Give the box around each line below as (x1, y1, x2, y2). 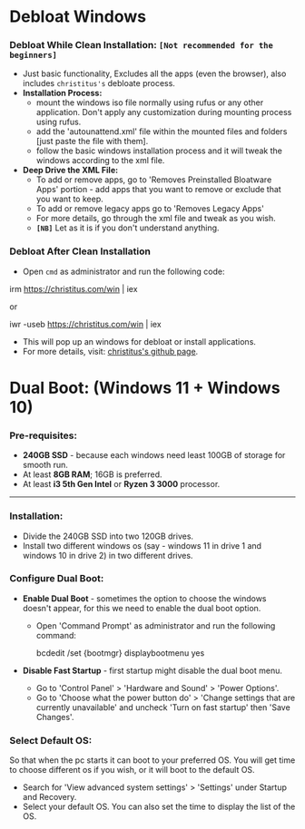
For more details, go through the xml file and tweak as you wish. (35, 213, 276, 224)
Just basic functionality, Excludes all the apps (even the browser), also (22, 68, 287, 79)
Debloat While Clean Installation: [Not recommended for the (9, 39, 274, 52)
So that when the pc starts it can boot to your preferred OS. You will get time (9, 755, 296, 766)
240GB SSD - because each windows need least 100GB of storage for (22, 450, 286, 461)
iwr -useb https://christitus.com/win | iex (9, 318, 162, 329)
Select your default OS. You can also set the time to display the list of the (22, 801, 296, 813)
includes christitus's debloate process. (22, 78, 175, 89)
